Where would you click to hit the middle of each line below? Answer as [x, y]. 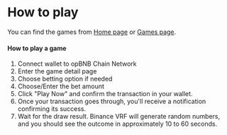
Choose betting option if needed [65, 79]
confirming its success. [52, 109]
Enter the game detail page [57, 71]
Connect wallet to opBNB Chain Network [77, 64]
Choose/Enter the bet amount [61, 86]
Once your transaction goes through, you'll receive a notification [112, 101]
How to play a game [37, 48]
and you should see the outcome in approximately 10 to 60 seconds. [117, 124]
